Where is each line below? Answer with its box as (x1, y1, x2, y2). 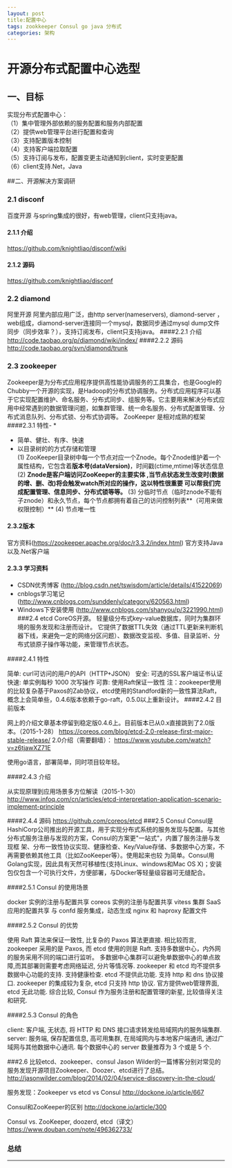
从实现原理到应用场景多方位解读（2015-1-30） (7, 787, 139, 795)
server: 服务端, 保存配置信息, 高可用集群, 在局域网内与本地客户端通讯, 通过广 (7, 1034, 224, 1042)
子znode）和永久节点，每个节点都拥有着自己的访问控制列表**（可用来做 (17, 496, 223, 504)
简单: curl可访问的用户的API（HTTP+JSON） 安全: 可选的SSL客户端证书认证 (7, 669, 223, 678)
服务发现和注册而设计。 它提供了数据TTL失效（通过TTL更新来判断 (29, 622, 217, 631)
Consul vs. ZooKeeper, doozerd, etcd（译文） (7, 1117, 137, 1126)
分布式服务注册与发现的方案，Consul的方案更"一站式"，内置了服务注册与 (7, 834, 214, 842)
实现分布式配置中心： (7, 111, 68, 119)
